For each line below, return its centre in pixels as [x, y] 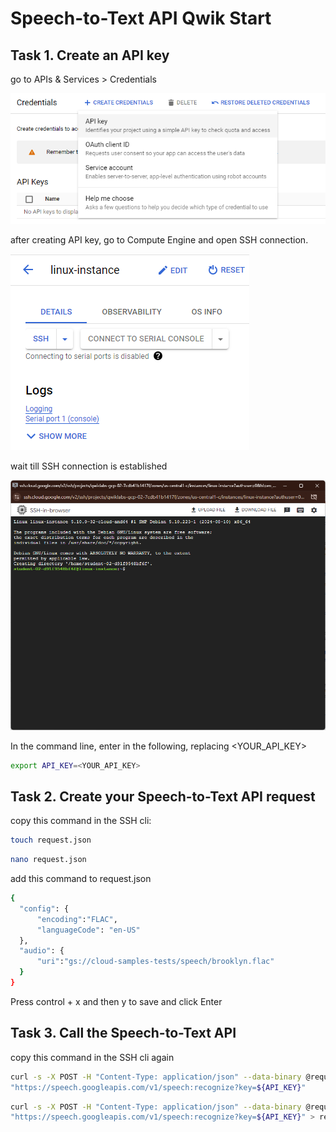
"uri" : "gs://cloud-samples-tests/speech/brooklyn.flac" [155, 962]
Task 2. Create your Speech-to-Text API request [163, 796]
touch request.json [51, 840]
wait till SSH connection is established [89, 466]
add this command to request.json [81, 879]
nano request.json [48, 860]
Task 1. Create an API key [90, 55]
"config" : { [44, 908]
